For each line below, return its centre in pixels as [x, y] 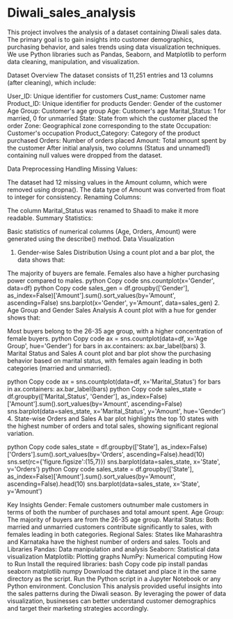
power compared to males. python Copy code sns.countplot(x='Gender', [111, 281]
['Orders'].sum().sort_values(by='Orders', [66, 454]
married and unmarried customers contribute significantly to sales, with [110, 526]
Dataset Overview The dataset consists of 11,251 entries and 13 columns [110, 75]
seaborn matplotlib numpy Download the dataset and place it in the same [112, 571]
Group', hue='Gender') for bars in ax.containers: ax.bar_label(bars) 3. [106, 345]
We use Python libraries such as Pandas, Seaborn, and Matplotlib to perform [117, 54]
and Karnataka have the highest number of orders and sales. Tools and [109, 542]
